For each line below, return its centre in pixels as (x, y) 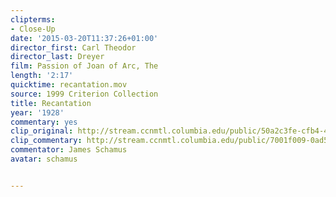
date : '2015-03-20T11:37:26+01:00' (84, 38)
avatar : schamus (44, 159)
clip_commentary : (46, 141)
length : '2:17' (42, 76)
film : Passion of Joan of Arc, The (84, 66)
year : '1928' (37, 112)
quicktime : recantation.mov (69, 85)
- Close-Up (33, 29)
